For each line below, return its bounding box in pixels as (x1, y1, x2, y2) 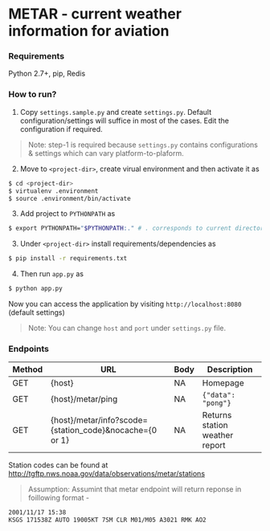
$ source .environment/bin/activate (8, 194, 131, 202)
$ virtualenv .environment (8, 186, 99, 195)
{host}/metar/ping (51, 394, 118, 405)
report (202, 439, 227, 451)
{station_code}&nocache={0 (51, 425, 157, 436)
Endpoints (8, 343, 50, 354)
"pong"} (202, 398, 231, 408)
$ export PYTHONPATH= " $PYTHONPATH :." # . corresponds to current (8, 224, 231, 233)
